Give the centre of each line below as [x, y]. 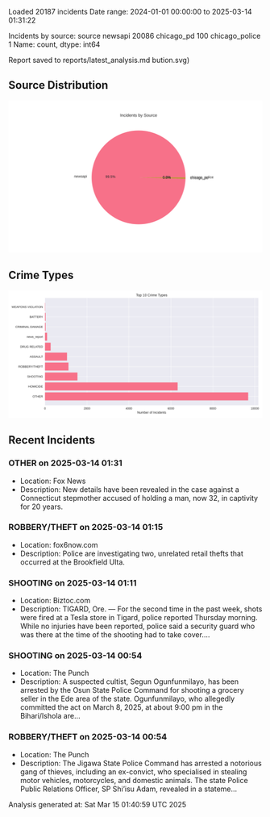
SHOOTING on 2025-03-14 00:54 [75, 656]
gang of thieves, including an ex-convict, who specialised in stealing [133, 771]
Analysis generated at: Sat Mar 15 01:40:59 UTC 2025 [98, 804]
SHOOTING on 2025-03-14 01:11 [73, 582]
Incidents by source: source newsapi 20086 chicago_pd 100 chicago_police [135, 36]
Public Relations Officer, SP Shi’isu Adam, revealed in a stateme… [129, 789]
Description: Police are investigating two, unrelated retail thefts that [132, 553]
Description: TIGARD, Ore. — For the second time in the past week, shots [141, 609]
